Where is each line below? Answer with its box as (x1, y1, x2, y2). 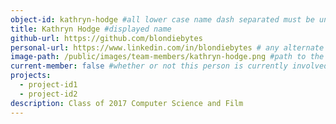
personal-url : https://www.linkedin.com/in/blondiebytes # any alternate (10, 42, 325, 53)
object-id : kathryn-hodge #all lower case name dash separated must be (10, 14, 315, 25)
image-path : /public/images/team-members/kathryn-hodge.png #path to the (10, 52, 325, 62)
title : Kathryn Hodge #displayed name (10, 24, 172, 34)
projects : (10, 71, 52, 81)
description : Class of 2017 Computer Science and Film (10, 98, 244, 108)
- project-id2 (19, 89, 78, 99)
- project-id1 (19, 80, 78, 90)
